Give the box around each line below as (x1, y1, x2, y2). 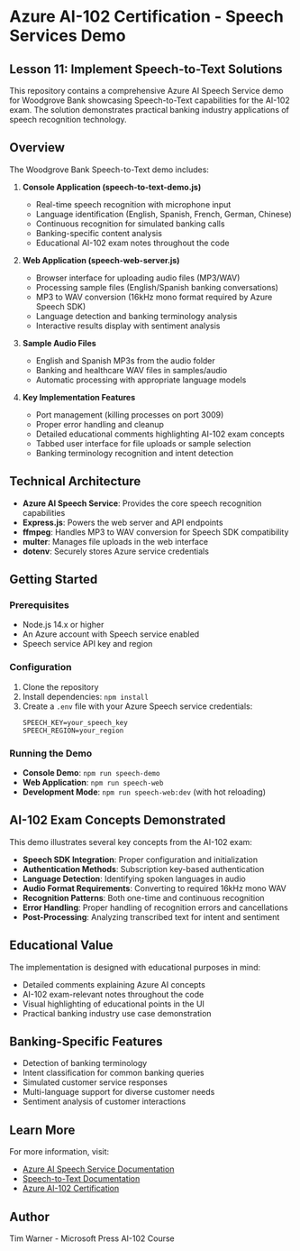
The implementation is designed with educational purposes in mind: (9, 961, 261, 972)
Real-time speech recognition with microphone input (35, 198, 232, 209)
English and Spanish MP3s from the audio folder (35, 354, 216, 366)
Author (9, 1209, 50, 1224)
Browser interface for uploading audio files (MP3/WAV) (35, 272, 241, 283)
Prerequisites (9, 598, 69, 611)
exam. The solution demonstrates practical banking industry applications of (9, 105, 290, 115)
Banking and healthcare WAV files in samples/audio (35, 364, 228, 375)
